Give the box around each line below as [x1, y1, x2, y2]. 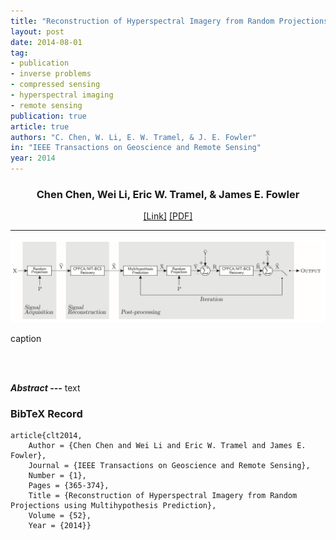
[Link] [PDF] [143, 210, 193, 222]
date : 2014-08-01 [10, 37, 83, 47]
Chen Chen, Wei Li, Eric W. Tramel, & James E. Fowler [36, 187, 300, 201]
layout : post [10, 26, 65, 37]
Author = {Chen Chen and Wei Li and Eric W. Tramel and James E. [28, 440, 307, 450]
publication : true [10, 111, 87, 121]
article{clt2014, [10, 430, 83, 440]
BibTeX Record [10, 406, 83, 420]
